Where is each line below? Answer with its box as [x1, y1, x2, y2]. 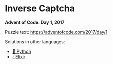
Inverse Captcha [5, 3, 75, 14]
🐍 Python [12, 48, 31, 54]
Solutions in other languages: [5, 38, 65, 45]
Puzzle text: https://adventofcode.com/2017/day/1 [5, 29, 108, 35]
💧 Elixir [12, 53, 26, 60]
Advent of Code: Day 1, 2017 [5, 19, 65, 25]
